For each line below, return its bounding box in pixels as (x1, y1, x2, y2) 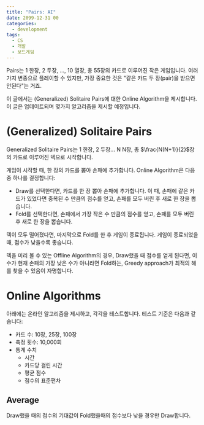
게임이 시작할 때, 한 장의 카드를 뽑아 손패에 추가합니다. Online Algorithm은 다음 (6, 166, 195, 174)
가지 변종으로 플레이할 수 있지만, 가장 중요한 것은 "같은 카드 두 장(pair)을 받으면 (6, 74, 195, 82)
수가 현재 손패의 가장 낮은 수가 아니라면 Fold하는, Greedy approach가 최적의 (6, 259, 190, 267)
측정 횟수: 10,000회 (15, 338, 62, 346)
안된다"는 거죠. (6, 82, 42, 89)
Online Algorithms (6, 289, 101, 303)
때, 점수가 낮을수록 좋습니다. (6, 238, 74, 246)
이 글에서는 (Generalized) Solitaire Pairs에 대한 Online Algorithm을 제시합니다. (6, 95, 197, 102)
